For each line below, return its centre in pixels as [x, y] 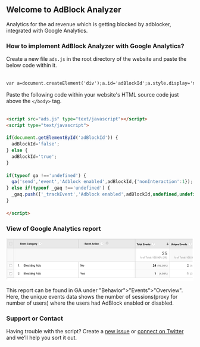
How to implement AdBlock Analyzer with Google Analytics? [95, 46]
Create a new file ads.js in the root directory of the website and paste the [96, 59]
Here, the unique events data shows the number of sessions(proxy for [92, 297]
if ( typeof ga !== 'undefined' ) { [46, 175]
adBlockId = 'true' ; [35, 157]
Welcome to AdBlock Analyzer [64, 10]
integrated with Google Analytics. [47, 30]
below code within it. [32, 66]
